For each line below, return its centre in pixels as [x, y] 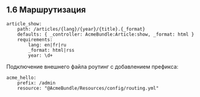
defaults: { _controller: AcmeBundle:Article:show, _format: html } [106, 34]
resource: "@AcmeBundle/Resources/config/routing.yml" [88, 88]
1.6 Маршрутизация [46, 10]
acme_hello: [21, 78]
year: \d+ [40, 55]
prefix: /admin [36, 83]
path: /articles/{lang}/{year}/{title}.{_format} [81, 29]
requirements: [35, 39]
